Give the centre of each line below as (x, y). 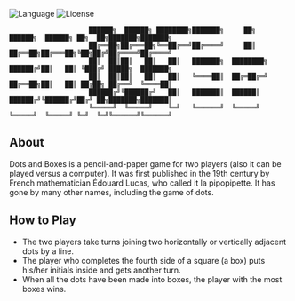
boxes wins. (44, 289)
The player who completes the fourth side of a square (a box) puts (144, 260)
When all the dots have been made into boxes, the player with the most (152, 279)
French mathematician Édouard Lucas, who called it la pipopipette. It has (142, 183)
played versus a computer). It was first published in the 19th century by (140, 173)
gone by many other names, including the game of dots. (112, 192)
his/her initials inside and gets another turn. (101, 270)
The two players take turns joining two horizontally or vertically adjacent (154, 242)
